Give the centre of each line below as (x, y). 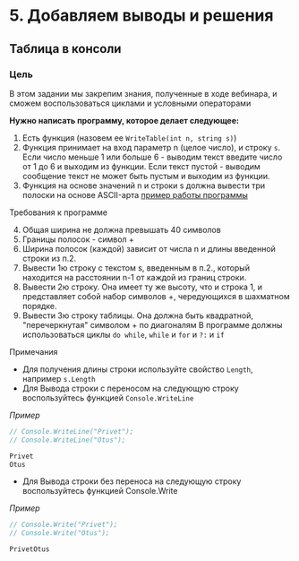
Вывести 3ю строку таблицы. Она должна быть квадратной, (137, 315)
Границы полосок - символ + (78, 239)
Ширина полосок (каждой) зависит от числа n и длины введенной (149, 248)
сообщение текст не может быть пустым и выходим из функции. (146, 176)
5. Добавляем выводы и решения (141, 16)
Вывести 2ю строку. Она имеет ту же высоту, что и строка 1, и (142, 287)
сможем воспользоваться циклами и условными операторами (130, 103)
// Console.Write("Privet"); (64, 525)
